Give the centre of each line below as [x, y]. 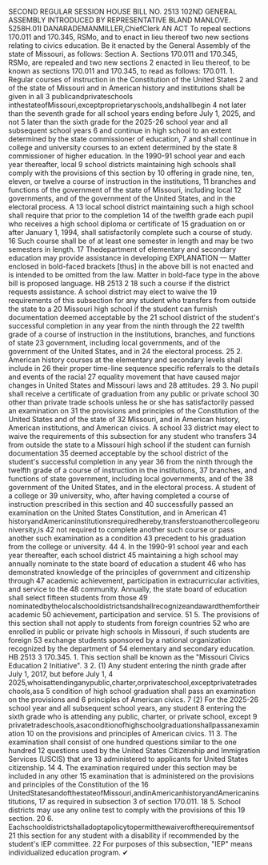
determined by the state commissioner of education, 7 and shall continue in [133, 139]
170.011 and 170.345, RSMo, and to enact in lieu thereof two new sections [129, 37]
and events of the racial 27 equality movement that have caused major [124, 377]
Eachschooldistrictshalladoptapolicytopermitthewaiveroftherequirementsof [131, 827]
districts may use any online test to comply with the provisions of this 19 [127, 810]
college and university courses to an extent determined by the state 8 [123, 147]
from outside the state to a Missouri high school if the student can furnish [129, 444]
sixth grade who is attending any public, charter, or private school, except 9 [133, 716]
